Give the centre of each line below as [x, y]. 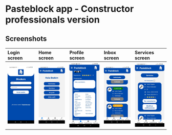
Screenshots [26, 39]
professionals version [52, 20]
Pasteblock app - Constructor [70, 9]
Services [145, 52]
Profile [77, 52]
